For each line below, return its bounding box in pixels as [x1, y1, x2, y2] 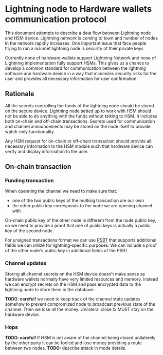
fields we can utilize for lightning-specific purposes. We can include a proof [5, 242, 157, 248]
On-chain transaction [5, 162, 72, 171]
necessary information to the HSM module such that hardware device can [5, 143, 153, 149]
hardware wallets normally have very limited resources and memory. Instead [5, 276, 158, 282]
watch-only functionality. [5, 128, 55, 135]
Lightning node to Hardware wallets [5, 3, 152, 15]
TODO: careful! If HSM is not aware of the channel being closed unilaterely [5, 335, 156, 341]
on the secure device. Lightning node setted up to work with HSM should [5, 108, 152, 114]
